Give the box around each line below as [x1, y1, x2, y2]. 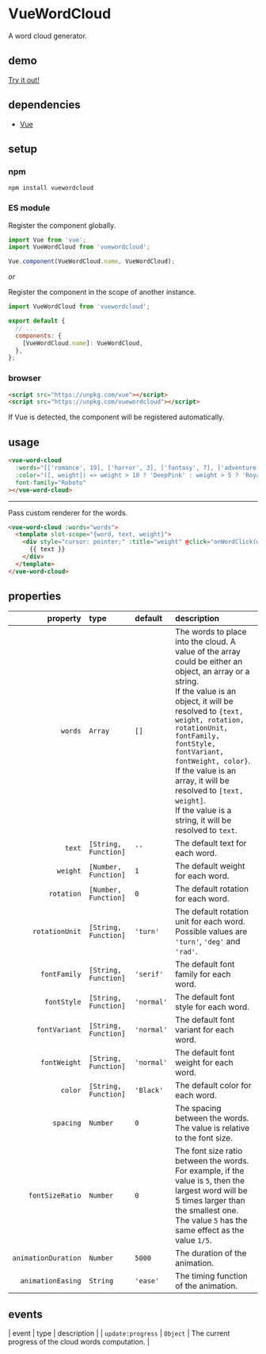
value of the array [175, 646, 241, 658]
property [47, 613, 82, 624]
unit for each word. [175, 916, 245, 928]
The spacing [175, 1103, 222, 1114]
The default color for [175, 1080, 252, 1091]
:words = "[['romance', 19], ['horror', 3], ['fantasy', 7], [15, 464, 215, 473]
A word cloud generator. [8, 31, 87, 41]
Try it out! [8, 75, 40, 84]
